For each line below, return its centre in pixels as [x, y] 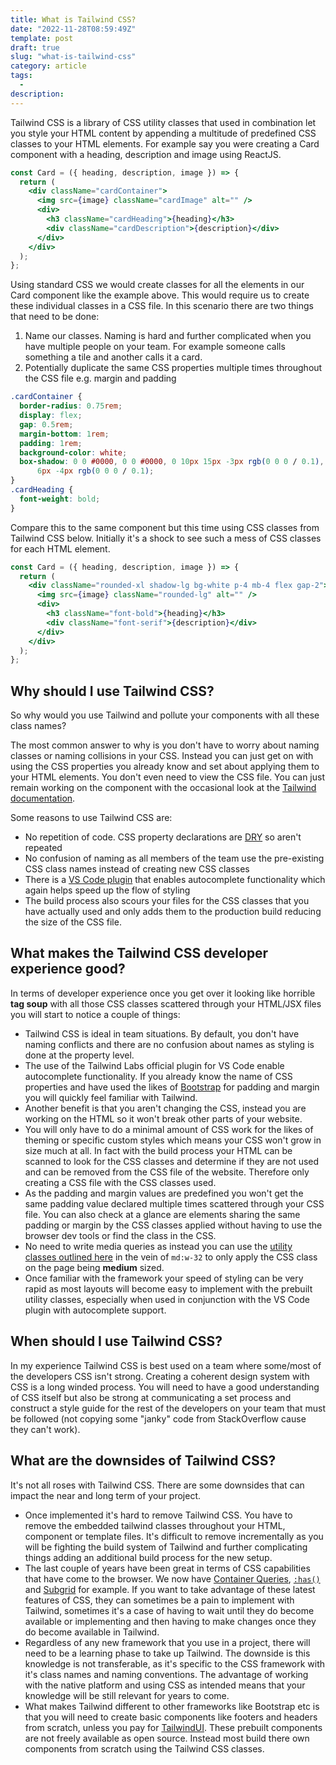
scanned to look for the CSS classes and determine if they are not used [172, 1161]
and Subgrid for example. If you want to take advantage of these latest [170, 1589]
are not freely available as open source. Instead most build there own [167, 1738]
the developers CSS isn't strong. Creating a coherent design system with [160, 1376]
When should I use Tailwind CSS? [116, 1341]
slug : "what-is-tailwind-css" [73, 57]
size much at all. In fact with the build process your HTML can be [158, 1150]
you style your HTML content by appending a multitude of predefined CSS [163, 133]
